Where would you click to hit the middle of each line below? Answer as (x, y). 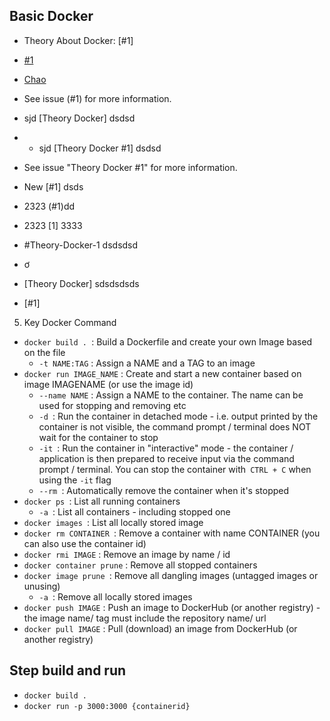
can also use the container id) (85, 543)
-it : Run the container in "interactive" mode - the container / (166, 448)
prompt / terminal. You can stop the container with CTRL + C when (175, 469)
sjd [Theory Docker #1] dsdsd (100, 148)
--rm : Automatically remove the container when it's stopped (164, 490)
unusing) (42, 586)
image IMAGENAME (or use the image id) (108, 384)
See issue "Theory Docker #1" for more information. (130, 167)
